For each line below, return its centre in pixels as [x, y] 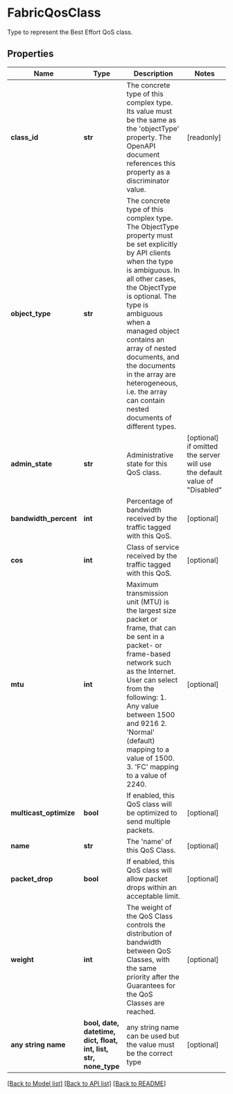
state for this [147, 463]
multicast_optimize [43, 813]
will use [199, 463]
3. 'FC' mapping [153, 767]
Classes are [146, 1003]
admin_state [32, 463]
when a [138, 322]
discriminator [148, 181]
